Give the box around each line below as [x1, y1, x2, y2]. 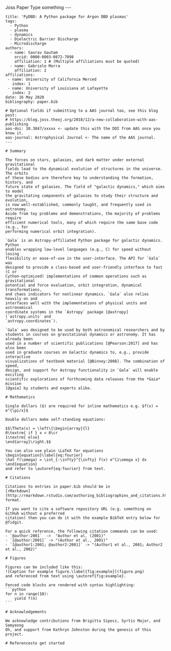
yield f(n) [14, 596, 38, 601]
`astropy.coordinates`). [5, 319, 58, 324]
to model [5, 189, 24, 194]
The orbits [5, 171, 28, 176]
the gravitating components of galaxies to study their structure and [5, 193, 158, 198]
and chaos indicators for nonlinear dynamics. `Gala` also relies [5, 291, 149, 297]
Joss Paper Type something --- [5, 5, 72, 10]
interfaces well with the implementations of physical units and [5, 301, 147, 306]
